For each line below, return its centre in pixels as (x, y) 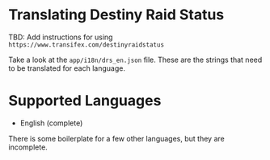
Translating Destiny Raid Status (116, 15)
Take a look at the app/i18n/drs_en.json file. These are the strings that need (135, 59)
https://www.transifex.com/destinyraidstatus (86, 45)
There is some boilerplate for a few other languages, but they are (116, 138)
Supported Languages (85, 101)
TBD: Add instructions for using (61, 37)
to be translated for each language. (67, 68)
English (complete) (51, 123)
